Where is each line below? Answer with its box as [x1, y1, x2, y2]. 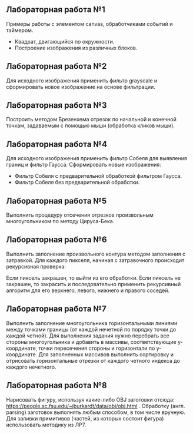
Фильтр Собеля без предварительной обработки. [14, 179, 140, 186]
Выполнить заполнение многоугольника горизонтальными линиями [6, 319, 178, 326]
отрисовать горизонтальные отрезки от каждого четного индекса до [6, 357, 181, 364]
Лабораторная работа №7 [6, 304, 107, 314]
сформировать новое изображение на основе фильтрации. [6, 83, 156, 90]
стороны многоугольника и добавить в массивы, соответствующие [6, 338, 177, 345]
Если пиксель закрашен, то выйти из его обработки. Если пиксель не [6, 274, 181, 281]
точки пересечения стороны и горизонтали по [38, 344, 155, 352]
